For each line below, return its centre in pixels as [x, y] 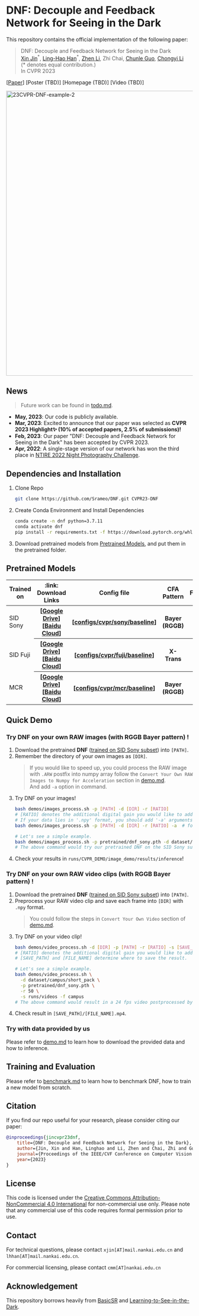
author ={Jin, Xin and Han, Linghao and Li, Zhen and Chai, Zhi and [102, 1149]
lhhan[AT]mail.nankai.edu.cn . [43, 1256]
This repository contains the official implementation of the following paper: [97, 39]
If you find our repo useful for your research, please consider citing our [93, 1120]
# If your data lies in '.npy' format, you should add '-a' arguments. [105, 820]
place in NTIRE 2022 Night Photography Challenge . [77, 455]
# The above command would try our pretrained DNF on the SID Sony [99, 847]
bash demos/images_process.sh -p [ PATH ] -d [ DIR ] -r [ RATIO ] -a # [100, 826]
